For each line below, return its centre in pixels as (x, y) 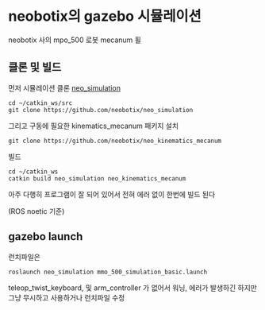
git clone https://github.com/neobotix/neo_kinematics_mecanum (115, 141)
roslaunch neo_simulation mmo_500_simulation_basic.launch (108, 272)
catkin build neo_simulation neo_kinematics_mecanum (97, 178)
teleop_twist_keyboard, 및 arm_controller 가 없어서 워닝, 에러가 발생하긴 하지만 (133, 288)
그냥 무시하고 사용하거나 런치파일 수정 (67, 297)
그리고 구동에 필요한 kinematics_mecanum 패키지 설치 (94, 126)
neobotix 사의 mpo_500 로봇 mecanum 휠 (75, 40)
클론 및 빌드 (35, 67)
